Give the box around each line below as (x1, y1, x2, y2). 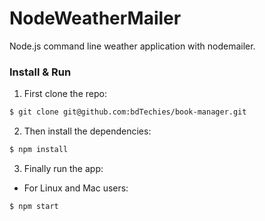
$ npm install (9, 145, 69, 155)
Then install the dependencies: (23, 125, 152, 137)
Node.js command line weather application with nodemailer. (9, 40, 256, 52)
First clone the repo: (23, 88, 107, 100)
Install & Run (9, 65, 72, 79)
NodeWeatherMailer (9, 7, 182, 30)
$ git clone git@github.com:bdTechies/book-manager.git (9, 107, 247, 117)
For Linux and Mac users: (23, 182, 129, 194)
